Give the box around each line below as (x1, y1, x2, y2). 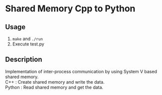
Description (5, 55, 42, 64)
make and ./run (12, 36, 43, 42)
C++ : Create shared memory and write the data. (5, 79, 105, 85)
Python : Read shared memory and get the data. (5, 84, 103, 90)
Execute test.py (12, 41, 45, 47)
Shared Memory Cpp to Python (5, 3, 136, 14)
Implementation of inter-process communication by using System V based (5, 68, 158, 74)
